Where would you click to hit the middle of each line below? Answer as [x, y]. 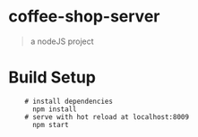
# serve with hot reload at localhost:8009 [107, 117]
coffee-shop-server [84, 17]
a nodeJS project [62, 41]
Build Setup [52, 77]
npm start [50, 124]
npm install [54, 109]
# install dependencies [69, 101]
